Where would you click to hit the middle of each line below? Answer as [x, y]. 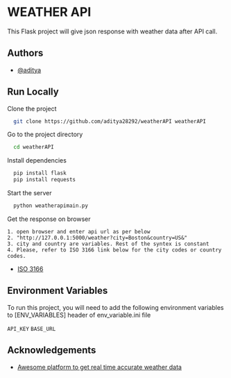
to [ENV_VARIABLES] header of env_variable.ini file [79, 315]
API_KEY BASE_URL [32, 329]
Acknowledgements [52, 351]
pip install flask [40, 173]
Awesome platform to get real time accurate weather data [100, 367]
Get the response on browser [49, 219]
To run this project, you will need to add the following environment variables [115, 307]
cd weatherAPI [34, 147]
